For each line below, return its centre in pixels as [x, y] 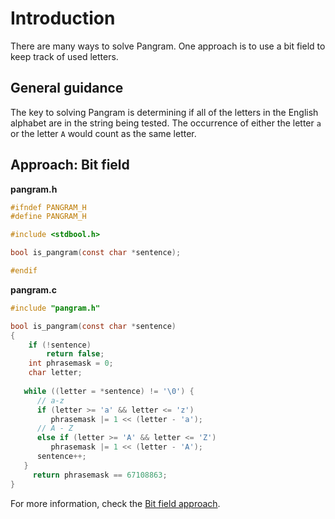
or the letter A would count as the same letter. [103, 133]
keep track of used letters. [64, 56]
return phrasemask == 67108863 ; [100, 475]
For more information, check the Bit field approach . [115, 503]
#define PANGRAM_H [48, 217]
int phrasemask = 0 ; [71, 363]
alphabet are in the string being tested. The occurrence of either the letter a [166, 123]
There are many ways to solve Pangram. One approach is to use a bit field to [168, 46]
